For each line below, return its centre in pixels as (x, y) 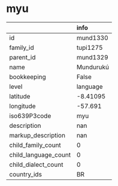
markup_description (37, 135)
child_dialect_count (36, 164)
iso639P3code (30, 116)
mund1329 (93, 57)
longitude (22, 106)
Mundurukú (93, 67)
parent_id (22, 57)
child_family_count (35, 145)
